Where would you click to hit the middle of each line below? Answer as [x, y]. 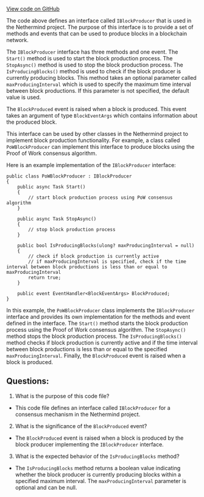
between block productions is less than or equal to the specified [87, 349]
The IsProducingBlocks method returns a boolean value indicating [98, 468]
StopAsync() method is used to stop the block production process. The [95, 65]
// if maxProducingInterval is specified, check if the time [107, 262]
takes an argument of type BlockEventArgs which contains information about [102, 116]
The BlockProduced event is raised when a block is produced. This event [97, 109]
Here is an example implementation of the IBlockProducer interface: [91, 165]
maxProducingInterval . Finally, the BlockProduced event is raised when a [96, 356]
